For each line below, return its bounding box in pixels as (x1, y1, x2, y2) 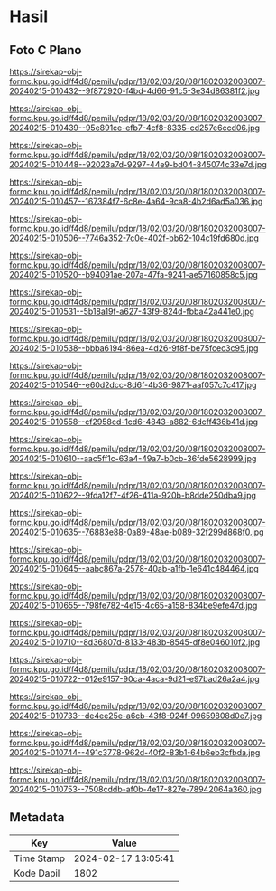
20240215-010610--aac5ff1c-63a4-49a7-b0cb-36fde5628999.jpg (9, 453, 257, 463)
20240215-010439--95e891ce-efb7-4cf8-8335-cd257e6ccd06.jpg (9, 122, 260, 133)
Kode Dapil (14, 867, 60, 879)
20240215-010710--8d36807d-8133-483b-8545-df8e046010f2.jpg (9, 637, 260, 648)
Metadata (9, 810, 65, 825)
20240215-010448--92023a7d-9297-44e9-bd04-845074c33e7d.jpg (9, 159, 268, 169)
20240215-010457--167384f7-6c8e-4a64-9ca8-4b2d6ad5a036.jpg (9, 196, 263, 206)
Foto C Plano (9, 43, 82, 58)
